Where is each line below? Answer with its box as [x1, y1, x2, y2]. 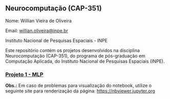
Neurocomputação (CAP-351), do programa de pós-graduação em [5, 53, 146, 59]
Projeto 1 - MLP [5, 71, 44, 78]
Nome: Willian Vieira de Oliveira [5, 17, 72, 23]
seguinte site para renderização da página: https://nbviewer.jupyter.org [5, 88, 155, 94]
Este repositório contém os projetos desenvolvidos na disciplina [5, 47, 140, 53]
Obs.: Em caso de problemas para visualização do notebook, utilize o [5, 83, 152, 89]
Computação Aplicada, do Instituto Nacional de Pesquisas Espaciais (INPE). [5, 58, 165, 64]
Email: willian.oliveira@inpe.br [5, 28, 68, 34]
